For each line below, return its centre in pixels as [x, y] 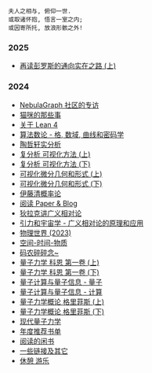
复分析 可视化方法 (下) [55, 164]
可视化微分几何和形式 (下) [61, 183]
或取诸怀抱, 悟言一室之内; [46, 20]
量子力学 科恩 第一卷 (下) [59, 272]
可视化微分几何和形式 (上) [61, 174]
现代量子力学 [40, 321]
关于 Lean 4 [39, 124]
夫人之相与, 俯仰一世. [40, 11]
